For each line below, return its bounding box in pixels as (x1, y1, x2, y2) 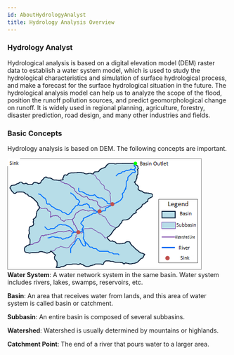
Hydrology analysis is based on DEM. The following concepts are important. (7, 145, 227, 153)
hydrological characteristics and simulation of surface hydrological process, (7, 74, 227, 82)
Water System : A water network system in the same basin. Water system (7, 271, 219, 279)
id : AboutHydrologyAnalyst (7, 11, 86, 18)
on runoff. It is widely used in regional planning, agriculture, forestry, (7, 103, 205, 112)
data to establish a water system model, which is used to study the (7, 66, 200, 74)
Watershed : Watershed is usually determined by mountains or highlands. (7, 326, 219, 335)
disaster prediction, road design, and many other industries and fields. (7, 111, 211, 119)
